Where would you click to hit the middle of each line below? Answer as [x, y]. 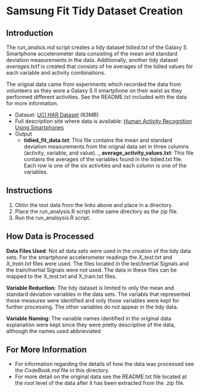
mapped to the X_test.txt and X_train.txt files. [61, 276]
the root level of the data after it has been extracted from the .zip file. [100, 383]
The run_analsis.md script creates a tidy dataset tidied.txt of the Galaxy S [96, 47]
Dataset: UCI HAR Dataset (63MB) [57, 115]
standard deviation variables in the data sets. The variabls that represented [99, 294]
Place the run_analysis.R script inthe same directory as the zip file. [96, 211]
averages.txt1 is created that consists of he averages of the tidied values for [100, 66]
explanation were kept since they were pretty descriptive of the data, [91, 325]
